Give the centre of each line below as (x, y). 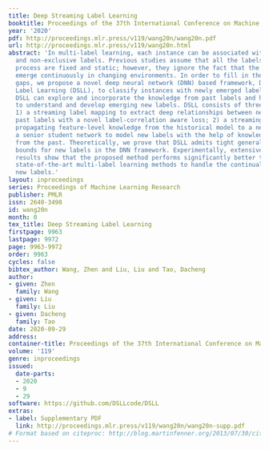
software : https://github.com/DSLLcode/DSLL (84, 403)
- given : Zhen (32, 284)
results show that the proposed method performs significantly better (136, 157)
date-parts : (36, 374)
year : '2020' (30, 30)
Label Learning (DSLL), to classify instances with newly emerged (128, 90)
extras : (21, 411)
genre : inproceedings (44, 359)
